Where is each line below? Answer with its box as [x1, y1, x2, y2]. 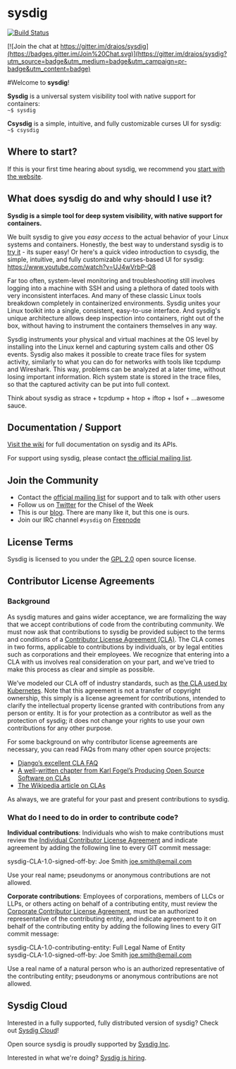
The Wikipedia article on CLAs [17, 781, 106, 789]
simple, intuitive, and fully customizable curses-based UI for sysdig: [7, 255, 204, 263]
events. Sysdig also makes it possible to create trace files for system [7, 350, 206, 358]
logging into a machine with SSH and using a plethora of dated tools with [7, 284, 218, 292]
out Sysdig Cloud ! [7, 1026, 59, 1034]
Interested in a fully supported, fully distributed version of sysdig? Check [7, 1018, 219, 1027]
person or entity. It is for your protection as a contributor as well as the [7, 708, 212, 717]
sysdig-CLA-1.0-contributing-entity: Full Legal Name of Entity [7, 943, 185, 951]
